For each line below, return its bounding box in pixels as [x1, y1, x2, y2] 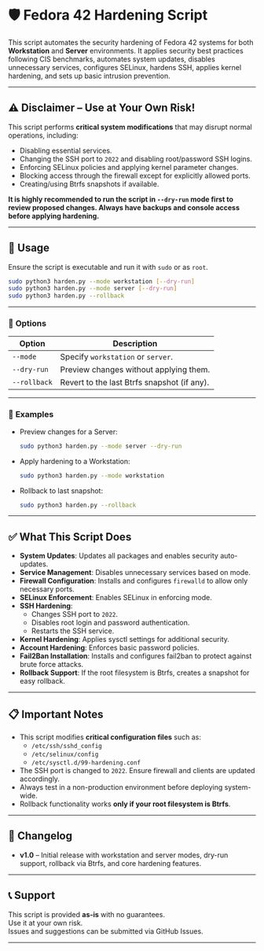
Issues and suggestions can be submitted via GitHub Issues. [8, 926, 203, 936]
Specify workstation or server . [60, 352, 174, 363]
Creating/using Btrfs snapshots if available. [19, 179, 159, 189]
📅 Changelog [8, 829, 73, 842]
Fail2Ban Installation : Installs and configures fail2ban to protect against [19, 651, 252, 661]
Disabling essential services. [19, 146, 112, 155]
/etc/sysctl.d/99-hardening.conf [31, 759, 141, 767]
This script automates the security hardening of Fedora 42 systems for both [8, 37, 254, 47]
